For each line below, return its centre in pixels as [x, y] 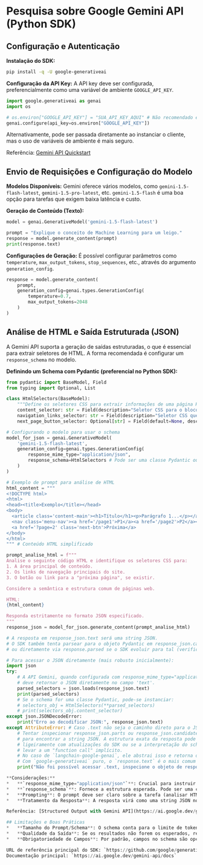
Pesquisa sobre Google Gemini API [95, 11]
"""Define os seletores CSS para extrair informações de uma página [105, 404]
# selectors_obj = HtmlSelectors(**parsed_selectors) [86, 705]
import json [21, 666]
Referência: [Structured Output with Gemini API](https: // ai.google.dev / [101, 811]
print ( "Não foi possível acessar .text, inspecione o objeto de [100, 767]
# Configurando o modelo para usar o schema [63, 432]
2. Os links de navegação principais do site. [66, 572]
